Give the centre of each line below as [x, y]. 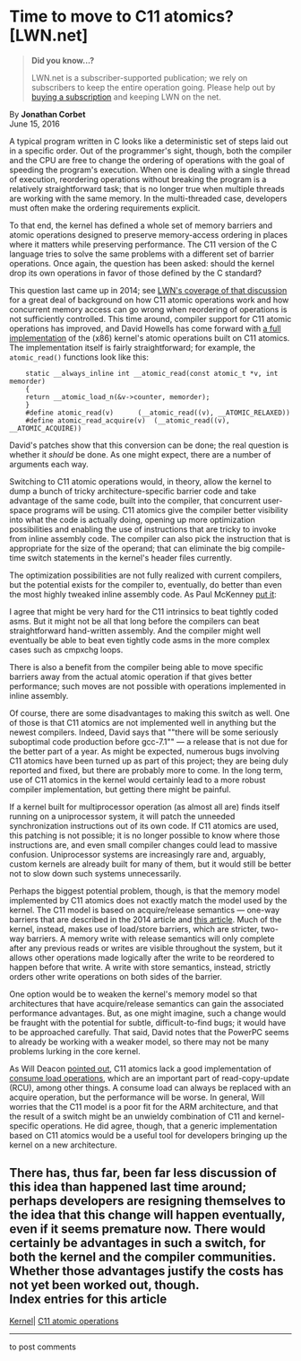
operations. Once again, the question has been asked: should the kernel [142, 263]
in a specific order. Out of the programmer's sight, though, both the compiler [150, 151]
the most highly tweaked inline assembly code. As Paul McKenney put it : [143, 594]
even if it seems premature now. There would [138, 1230]
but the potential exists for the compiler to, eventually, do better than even [146, 584]
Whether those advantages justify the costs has [146, 1271]
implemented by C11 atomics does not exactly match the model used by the [148, 900]
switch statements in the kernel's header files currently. [130, 557]
